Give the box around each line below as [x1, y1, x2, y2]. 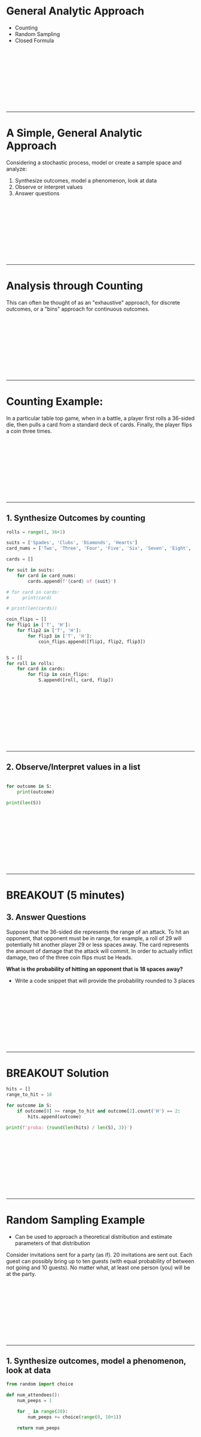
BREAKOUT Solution [6, 1066, 109, 1080]
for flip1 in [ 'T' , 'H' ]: [6, 622, 71, 628]
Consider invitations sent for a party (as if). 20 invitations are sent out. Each [6, 1251, 193, 1258]
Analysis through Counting [6, 279, 144, 293]
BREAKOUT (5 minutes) [6, 888, 125, 902]
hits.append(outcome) [28, 1113, 82, 1120]
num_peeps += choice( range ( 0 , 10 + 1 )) [28, 1414, 121, 1420]
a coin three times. [6, 427, 52, 434]
